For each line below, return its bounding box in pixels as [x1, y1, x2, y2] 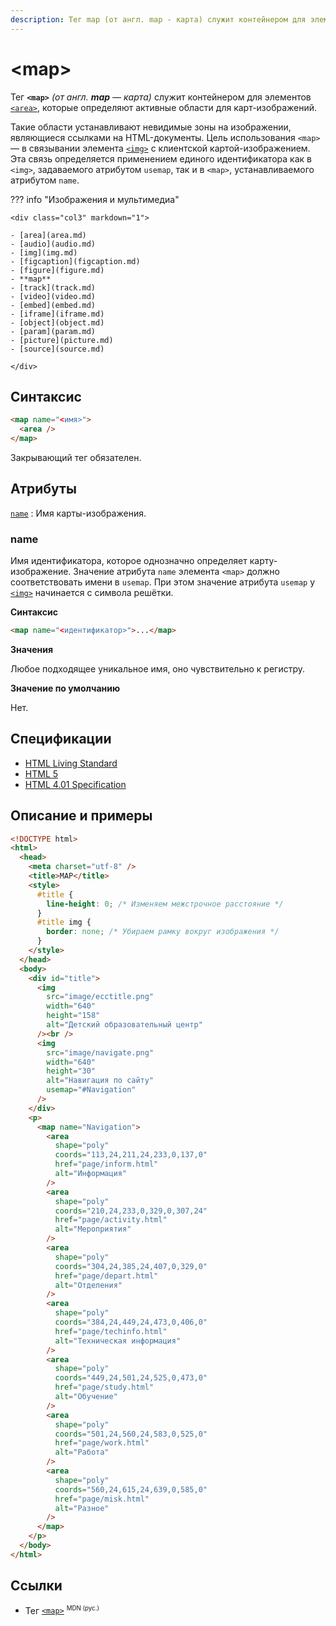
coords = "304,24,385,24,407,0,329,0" [54, 1261, 208, 1271]
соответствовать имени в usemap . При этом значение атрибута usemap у [10, 576, 316, 588]
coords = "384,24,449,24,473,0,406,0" [54, 1317, 208, 1328]
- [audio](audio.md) [10, 239, 97, 249]
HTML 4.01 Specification [24, 778, 127, 790]
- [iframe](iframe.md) [10, 309, 105, 319]
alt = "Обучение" [54, 1392, 118, 1402]
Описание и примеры [10, 807, 153, 825]
